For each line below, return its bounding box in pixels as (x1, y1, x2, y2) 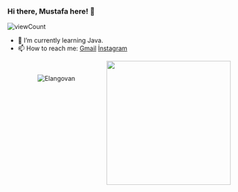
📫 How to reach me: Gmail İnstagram (17, 44, 127, 52)
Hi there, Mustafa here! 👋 (7, 6, 96, 16)
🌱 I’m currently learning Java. (17, 36, 104, 45)
